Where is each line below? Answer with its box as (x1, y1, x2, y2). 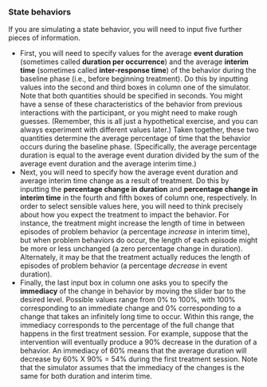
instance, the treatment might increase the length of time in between (19, 218, 245, 228)
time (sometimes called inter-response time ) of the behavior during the (19, 66, 257, 75)
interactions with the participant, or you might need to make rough (19, 108, 238, 118)
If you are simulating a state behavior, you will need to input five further (8, 25, 242, 34)
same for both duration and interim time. (19, 371, 153, 381)
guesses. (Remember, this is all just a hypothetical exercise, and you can (19, 117, 258, 126)
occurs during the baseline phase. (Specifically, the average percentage (19, 142, 257, 152)
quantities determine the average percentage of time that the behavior (19, 134, 251, 143)
